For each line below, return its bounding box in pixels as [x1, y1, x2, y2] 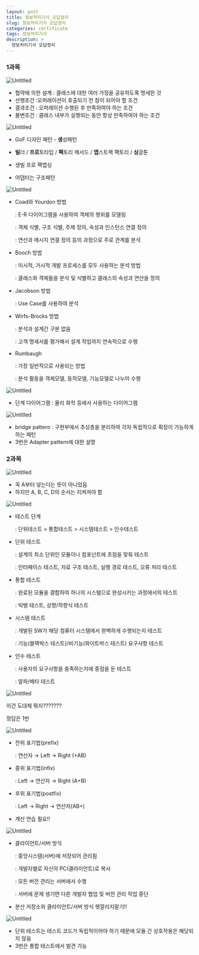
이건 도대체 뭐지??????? [6, 702, 62, 709]
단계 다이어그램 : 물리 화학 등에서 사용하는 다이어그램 [14, 399, 138, 406]
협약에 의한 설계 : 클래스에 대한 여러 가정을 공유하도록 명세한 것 [14, 89, 161, 96]
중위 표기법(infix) [14, 764, 56, 772]
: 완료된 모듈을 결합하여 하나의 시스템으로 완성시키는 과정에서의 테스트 [14, 589, 178, 596]
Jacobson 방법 [14, 287, 51, 295]
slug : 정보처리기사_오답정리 [6, 20, 66, 26]
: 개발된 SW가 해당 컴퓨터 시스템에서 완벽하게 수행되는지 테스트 [14, 627, 163, 634]
